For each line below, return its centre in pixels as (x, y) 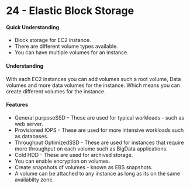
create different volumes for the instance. (56, 91)
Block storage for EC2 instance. (53, 40)
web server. (29, 124)
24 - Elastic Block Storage (70, 11)
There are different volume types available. (66, 46)
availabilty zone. (34, 180)
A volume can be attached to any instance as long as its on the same (97, 173)
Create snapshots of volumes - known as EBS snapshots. (84, 167)
